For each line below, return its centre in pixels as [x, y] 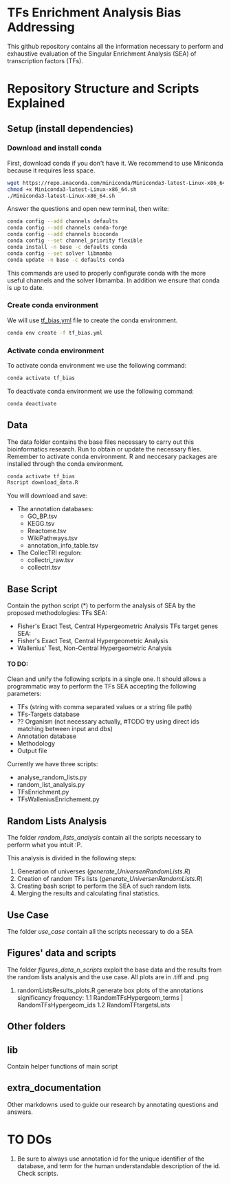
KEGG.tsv [41, 524]
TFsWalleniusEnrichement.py [58, 799]
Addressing [41, 27]
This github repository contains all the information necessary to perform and [115, 46]
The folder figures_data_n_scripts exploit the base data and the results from [114, 970]
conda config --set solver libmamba [59, 253]
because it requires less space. [51, 170]
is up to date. [26, 287]
